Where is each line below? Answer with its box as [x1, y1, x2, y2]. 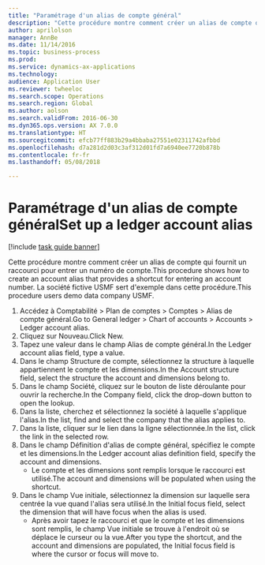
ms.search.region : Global [8, 99, 93, 107]
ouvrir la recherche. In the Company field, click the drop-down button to [19, 390, 252, 399]
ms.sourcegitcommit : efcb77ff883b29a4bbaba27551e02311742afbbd [8, 136, 221, 144]
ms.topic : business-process [8, 48, 101, 56]
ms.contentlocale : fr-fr [8, 151, 90, 159]
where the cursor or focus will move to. [31, 549, 159, 559]
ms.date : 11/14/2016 [8, 41, 77, 49]
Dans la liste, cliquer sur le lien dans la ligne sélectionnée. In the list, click [19, 424, 256, 433]
